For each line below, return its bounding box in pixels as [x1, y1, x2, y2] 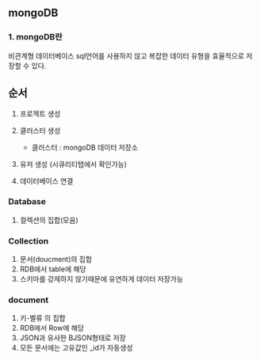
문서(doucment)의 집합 [19, 255, 93, 264]
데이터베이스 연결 [19, 176, 74, 185]
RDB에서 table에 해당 [19, 264, 86, 274]
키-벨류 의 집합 [19, 313, 66, 323]
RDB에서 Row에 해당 [19, 324, 85, 333]
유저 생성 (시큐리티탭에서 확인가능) [19, 159, 128, 169]
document [8, 294, 49, 305]
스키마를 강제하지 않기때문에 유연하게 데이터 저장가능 [19, 275, 184, 284]
